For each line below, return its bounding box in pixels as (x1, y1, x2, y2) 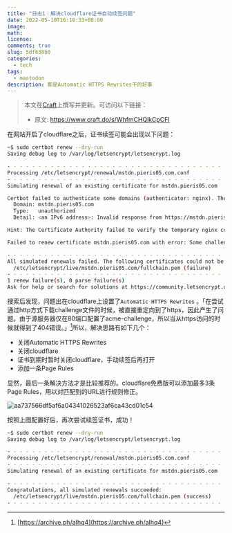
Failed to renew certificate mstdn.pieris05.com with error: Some (7, 239, 202, 246)
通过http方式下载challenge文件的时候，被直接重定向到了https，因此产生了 (7, 306, 218, 314)
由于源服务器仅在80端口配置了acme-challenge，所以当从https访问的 (19, 314, 215, 323)
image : (7, 23, 26, 30)
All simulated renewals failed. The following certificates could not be (7, 258, 224, 265)
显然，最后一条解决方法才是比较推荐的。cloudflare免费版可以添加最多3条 (7, 379, 215, 387)
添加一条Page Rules (17, 364, 74, 372)
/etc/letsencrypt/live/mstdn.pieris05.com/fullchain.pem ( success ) (13, 493, 212, 500)
